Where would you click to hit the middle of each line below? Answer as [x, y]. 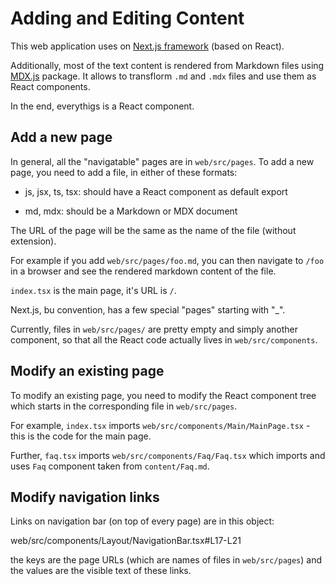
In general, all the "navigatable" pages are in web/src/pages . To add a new [162, 161]
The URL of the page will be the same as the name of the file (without [153, 230]
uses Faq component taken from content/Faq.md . [110, 466]
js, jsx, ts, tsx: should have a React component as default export [156, 191]
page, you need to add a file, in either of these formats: [124, 172]
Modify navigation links [85, 497]
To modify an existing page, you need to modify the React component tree [163, 395]
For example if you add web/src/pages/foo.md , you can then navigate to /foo [167, 260]
